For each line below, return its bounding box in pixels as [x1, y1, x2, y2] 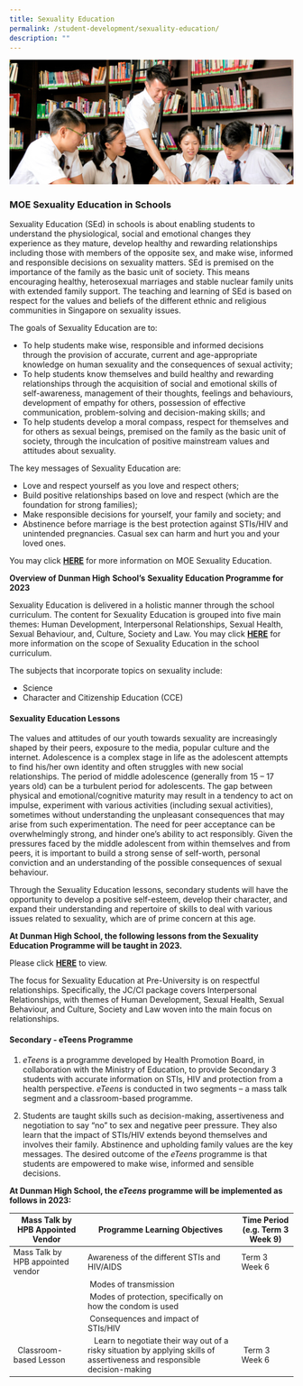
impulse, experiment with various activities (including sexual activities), [9, 800, 273, 811]
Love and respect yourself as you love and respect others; [22, 481, 239, 491]
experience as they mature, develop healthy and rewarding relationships [9, 238, 278, 249]
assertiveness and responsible [87, 1354, 201, 1365]
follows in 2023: [9, 1195, 72, 1206]
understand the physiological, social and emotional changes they [9, 228, 251, 239]
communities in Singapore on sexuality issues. [9, 305, 182, 316]
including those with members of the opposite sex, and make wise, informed [9, 248, 293, 259]
